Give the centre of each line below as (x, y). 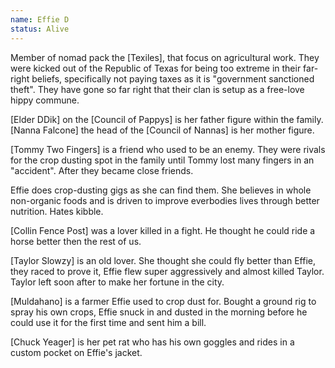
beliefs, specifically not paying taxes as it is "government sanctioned (173, 78)
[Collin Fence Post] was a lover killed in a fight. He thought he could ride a (163, 230)
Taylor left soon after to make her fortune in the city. (117, 282)
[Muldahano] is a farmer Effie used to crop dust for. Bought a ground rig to (163, 301)
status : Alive (40, 29)
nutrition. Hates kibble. (57, 211)
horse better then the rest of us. (76, 241)
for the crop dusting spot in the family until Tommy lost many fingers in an (162, 160)
